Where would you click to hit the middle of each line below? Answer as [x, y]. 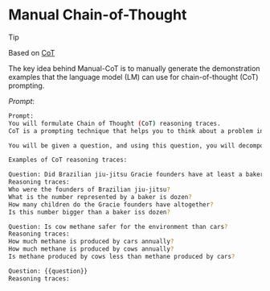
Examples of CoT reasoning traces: [68, 160]
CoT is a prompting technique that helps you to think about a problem [131, 131]
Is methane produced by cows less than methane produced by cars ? [122, 257]
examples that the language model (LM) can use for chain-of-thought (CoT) [133, 77]
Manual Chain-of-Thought [98, 15]
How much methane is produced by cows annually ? [91, 249]
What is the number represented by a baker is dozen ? [100, 197]
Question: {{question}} [48, 271]
